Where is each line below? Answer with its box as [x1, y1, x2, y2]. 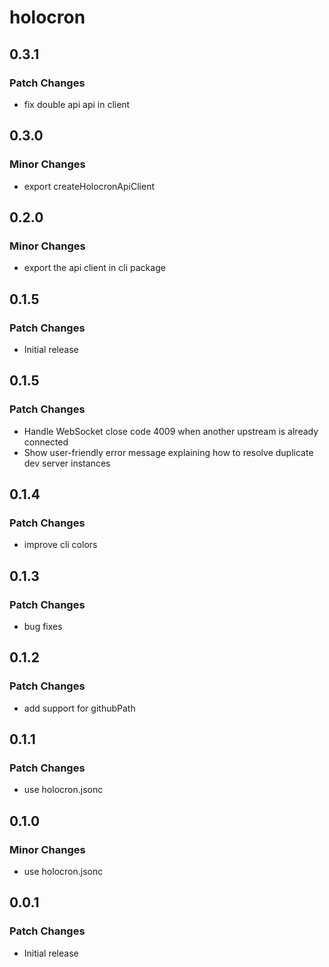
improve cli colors [23, 539, 98, 551]
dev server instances [23, 457, 111, 469]
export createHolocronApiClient [23, 180, 155, 192]
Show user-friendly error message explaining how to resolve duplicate [23, 446, 314, 458]
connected [23, 436, 69, 448]
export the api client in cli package [23, 262, 166, 274]
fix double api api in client [23, 98, 131, 110]
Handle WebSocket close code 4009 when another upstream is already [23, 425, 319, 437]
